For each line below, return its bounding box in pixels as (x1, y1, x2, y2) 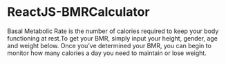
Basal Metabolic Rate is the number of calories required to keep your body (7, 27, 219, 35)
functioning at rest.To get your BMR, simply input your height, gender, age (7, 34, 218, 42)
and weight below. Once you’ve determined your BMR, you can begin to (7, 41, 212, 50)
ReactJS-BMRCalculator (7, 4, 150, 20)
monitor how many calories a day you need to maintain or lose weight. (7, 49, 207, 57)
